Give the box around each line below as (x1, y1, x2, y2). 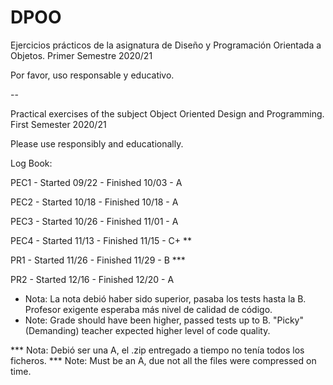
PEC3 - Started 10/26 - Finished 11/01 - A (10, 215, 179, 227)
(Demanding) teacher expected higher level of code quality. (24, 324, 271, 336)
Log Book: (10, 157, 53, 169)
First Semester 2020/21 (10, 118, 107, 130)
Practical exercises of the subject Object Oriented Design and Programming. (10, 107, 325, 120)
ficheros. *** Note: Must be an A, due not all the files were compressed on (10, 354, 317, 366)
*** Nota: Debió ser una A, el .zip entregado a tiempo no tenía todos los (10, 344, 305, 356)
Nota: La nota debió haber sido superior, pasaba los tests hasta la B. (24, 292, 307, 305)
